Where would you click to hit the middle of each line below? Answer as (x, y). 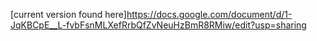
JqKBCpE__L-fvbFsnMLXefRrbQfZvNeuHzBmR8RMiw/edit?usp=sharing (158, 25)
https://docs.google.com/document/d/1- (209, 14)
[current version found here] (68, 14)
